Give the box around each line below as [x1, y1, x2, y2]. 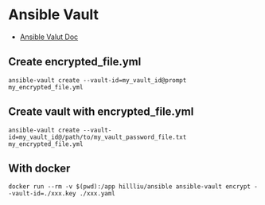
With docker [8, 161, 71, 175]
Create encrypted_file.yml [8, 55, 142, 69]
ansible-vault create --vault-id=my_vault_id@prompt [8, 76, 187, 85]
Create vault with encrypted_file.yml [8, 105, 194, 119]
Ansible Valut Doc [19, 32, 79, 41]
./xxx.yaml [79, 190, 115, 198]
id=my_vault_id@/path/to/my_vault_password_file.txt [8, 133, 187, 141]
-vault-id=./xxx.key [8, 190, 77, 198]
